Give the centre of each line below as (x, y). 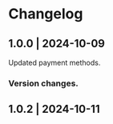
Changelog (46, 14)
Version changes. (43, 83)
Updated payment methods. (54, 62)
